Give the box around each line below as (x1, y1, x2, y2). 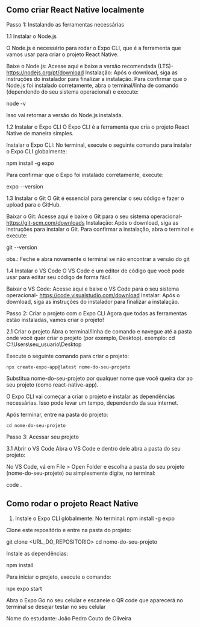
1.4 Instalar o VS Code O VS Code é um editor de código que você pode (6, 267, 185, 274)
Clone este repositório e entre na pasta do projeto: (6, 526, 131, 533)
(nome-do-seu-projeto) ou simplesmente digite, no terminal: (6, 469, 155, 477)
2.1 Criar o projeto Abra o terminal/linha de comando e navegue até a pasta (6, 327, 192, 335)
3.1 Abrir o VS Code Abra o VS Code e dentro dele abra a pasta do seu (6, 445, 181, 452)
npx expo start (6, 585, 42, 592)
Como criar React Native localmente (6, 5, 145, 15)
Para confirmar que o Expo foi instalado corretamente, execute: (6, 171, 164, 178)
